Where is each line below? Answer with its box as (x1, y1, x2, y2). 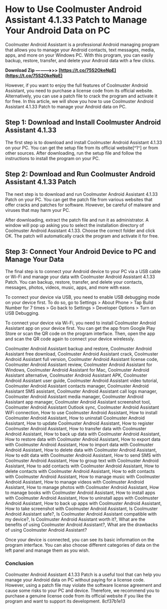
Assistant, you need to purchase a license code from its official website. (5, 87, 153, 93)
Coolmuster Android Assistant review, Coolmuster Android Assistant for (5, 361, 152, 368)
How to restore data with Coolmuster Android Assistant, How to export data (5, 436, 161, 442)
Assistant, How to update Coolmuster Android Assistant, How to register (5, 420, 154, 426)
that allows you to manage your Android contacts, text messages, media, (5, 47, 155, 53)
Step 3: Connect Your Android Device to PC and (5, 247, 156, 256)
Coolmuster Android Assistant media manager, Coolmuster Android (5, 394, 144, 400)
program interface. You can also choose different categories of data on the (5, 542, 159, 548)
